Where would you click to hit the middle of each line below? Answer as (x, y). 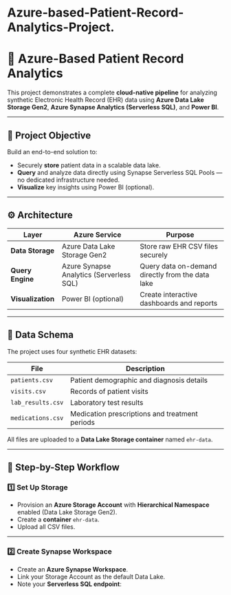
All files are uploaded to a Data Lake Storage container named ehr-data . (110, 439)
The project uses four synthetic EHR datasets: (72, 351)
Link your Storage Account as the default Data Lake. (91, 576)
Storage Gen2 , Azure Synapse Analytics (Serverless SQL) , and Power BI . (113, 107)
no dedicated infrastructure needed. (68, 180)
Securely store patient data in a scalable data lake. (89, 165)
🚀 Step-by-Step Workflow (64, 467)
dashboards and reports (179, 303)
